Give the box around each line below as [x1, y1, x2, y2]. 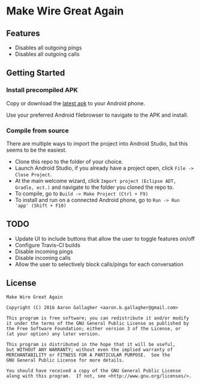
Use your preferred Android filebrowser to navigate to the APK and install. [6, 111, 188, 119]
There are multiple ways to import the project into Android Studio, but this [6, 140, 188, 147]
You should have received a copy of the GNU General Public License [6, 368, 181, 374]
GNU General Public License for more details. [6, 357, 125, 363]
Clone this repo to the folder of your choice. [14, 158, 124, 165]
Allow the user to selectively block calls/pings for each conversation [14, 260, 184, 268]
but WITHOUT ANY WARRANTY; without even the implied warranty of [6, 346, 173, 353]
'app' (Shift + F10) [14, 203, 67, 209]
